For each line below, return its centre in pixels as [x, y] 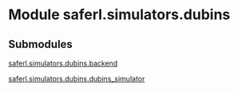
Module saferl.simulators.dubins [119, 15]
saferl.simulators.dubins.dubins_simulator [77, 79]
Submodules [41, 44]
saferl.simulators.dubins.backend [63, 63]
